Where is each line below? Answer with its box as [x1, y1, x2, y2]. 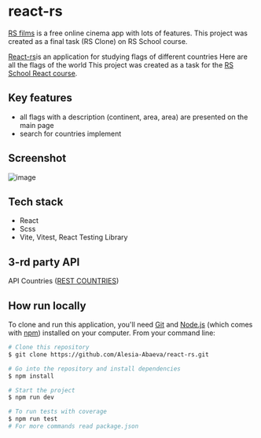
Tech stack [8, 195, 64, 208]
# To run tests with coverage [8, 407, 108, 416]
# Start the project [8, 386, 76, 394]
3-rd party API [8, 255, 80, 268]
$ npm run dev [8, 393, 55, 402]
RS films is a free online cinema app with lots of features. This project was [8, 28, 248, 38]
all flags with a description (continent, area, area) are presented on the [19, 112, 248, 122]
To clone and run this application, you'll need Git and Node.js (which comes [8, 320, 253, 329]
